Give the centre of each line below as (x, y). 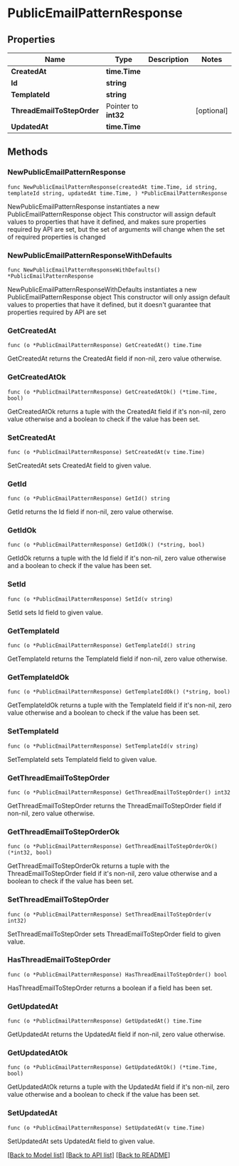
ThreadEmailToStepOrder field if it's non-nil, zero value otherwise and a (112, 874)
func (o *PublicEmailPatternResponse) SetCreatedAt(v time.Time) (106, 452)
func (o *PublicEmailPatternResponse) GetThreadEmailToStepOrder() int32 (119, 793)
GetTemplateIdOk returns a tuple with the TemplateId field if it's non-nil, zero (119, 705)
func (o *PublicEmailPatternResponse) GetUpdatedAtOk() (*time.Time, (113, 1068)
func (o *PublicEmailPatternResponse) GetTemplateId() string (101, 646)
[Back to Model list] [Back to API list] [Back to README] (89, 1155)
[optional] (212, 110)
